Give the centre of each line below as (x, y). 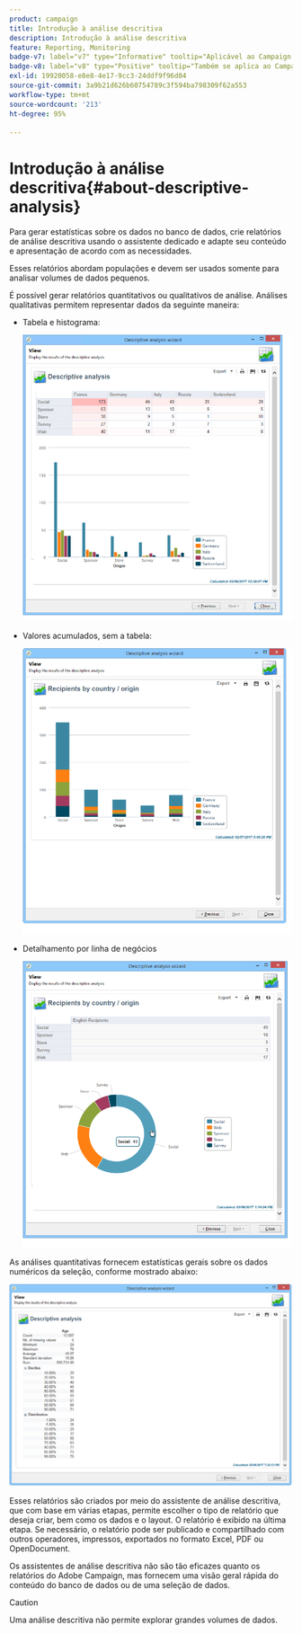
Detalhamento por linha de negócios (89, 949)
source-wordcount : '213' (56, 104)
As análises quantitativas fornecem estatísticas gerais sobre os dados (138, 1262)
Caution (24, 1602)
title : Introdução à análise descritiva (86, 28)
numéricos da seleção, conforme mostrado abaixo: (104, 1271)
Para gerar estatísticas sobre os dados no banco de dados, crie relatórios (145, 232)
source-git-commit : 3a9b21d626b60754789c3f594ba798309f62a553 (128, 85)
